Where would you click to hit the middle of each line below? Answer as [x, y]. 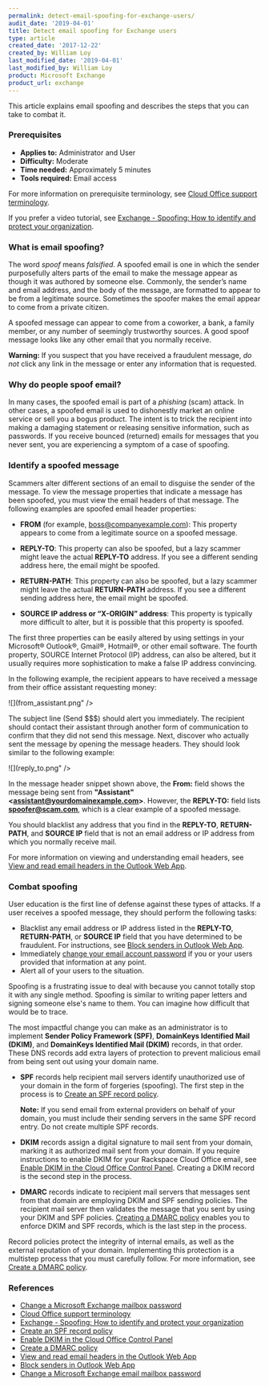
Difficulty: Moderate [54, 161]
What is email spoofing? [56, 247]
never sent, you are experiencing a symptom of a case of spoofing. [119, 445]
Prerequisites [35, 135]
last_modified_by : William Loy [60, 68]
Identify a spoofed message [64, 465]
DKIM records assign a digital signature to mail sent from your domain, [137, 1142]
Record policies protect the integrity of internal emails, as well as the [121, 1242]
